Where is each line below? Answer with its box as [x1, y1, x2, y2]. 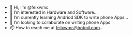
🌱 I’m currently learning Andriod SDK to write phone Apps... [9, 15, 128, 20]
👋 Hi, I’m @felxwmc [9, 5, 49, 10]
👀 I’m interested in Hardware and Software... [9, 9, 98, 15]
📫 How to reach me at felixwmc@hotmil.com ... [9, 25, 104, 30]
